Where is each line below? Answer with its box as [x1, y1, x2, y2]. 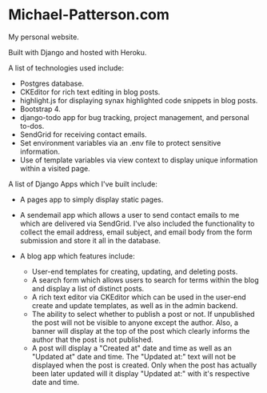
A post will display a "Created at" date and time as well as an [31, 343, 232, 353]
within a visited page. [19, 163, 90, 173]
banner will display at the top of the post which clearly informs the [31, 326, 250, 335]
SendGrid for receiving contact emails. [19, 130, 147, 139]
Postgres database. [19, 78, 85, 88]
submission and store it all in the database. [19, 235, 161, 245]
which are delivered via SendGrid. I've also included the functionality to [19, 219, 255, 228]
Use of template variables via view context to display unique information [19, 154, 258, 165]
